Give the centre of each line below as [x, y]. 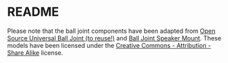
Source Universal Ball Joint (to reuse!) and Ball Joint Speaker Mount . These [114, 38]
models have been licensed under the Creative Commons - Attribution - [109, 45]
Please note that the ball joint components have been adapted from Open [111, 31]
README [33, 12]
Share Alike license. [35, 53]
